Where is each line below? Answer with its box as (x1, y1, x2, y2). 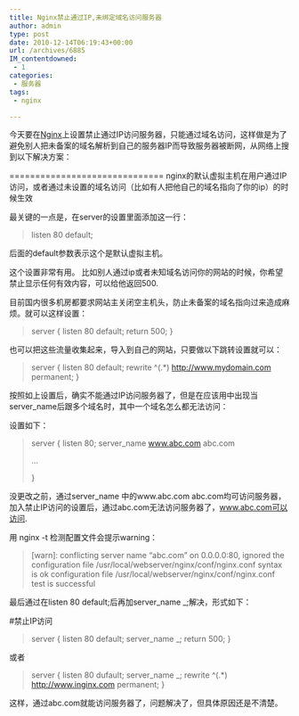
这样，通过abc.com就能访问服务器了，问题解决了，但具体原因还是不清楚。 (9, 697, 283, 709)
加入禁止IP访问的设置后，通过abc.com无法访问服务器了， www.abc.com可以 (9, 502, 288, 513)
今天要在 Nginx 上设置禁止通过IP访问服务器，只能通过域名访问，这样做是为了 (9, 129, 287, 140)
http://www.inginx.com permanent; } (30, 679, 166, 690)
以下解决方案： (16, 152, 72, 162)
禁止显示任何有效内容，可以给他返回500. (9, 278, 158, 289)
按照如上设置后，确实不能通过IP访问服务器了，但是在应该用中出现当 (9, 390, 258, 401)
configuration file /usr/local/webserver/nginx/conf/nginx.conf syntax (30, 559, 283, 571)
